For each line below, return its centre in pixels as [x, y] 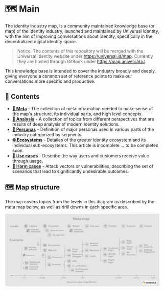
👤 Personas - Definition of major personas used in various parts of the [83, 129]
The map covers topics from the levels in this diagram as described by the [80, 201]
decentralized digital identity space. [41, 41]
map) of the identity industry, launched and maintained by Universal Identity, [82, 31]
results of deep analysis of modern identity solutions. [66, 124]
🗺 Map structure [33, 187]
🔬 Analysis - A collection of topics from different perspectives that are [83, 119]
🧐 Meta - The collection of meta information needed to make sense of [82, 108]
